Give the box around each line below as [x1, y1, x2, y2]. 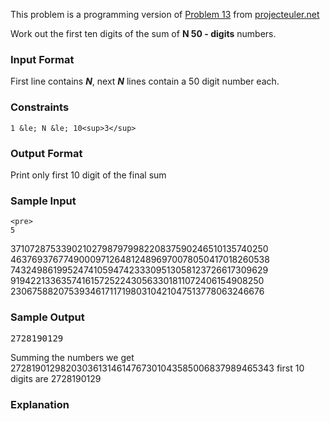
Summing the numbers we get [10, 352, 135, 364]
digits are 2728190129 [10, 373, 102, 385]
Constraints [10, 100, 70, 114]
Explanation [10, 398, 70, 412]
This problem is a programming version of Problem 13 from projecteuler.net [10, 9, 320, 20]
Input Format [10, 52, 75, 66]
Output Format [10, 146, 83, 160]
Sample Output [10, 310, 85, 324]
